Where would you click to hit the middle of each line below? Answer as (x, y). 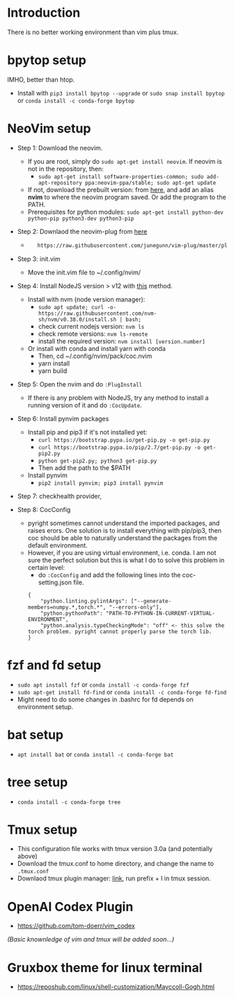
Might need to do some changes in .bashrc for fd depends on (105, 699)
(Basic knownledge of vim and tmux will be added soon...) (91, 939)
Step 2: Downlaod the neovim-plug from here (82, 231)
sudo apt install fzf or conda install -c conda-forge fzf (103, 685)
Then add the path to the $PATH (84, 467)
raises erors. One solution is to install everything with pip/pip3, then (124, 530)
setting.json (55, 582)
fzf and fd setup (54, 665)
